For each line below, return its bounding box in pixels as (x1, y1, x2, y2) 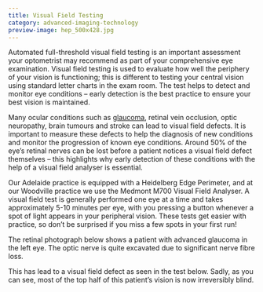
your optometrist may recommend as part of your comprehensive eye (8, 56, 233, 65)
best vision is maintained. (8, 97, 90, 107)
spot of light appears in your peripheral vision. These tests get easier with (8, 211, 247, 221)
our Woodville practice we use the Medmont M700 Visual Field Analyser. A (8, 186, 250, 196)
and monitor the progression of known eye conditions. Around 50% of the (8, 138, 247, 148)
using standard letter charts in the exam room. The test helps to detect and (8, 81, 250, 90)
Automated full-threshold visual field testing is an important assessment (8, 48, 241, 57)
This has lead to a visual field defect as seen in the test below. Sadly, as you (8, 267, 254, 276)
